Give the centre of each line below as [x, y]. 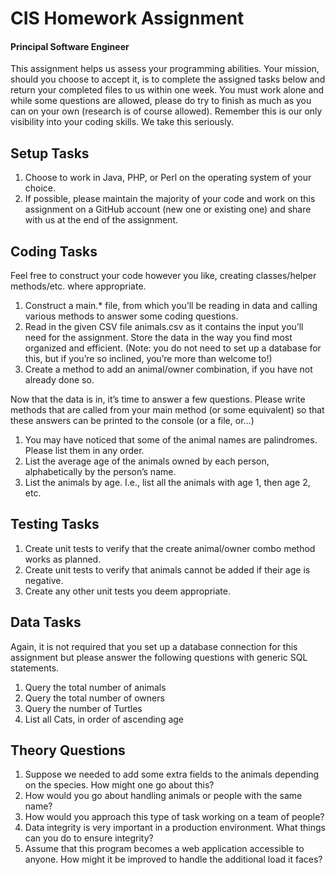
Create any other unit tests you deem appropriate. [127, 591]
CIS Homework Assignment [127, 18]
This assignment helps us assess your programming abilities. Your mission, [165, 69]
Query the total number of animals [95, 687]
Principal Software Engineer [70, 46]
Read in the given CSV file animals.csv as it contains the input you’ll [164, 327]
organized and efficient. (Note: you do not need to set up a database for [173, 348]
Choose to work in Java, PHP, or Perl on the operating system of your [168, 178]
